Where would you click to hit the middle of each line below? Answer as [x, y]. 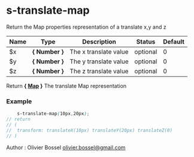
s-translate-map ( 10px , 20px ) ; [53, 114]
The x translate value [99, 51]
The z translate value [99, 71]
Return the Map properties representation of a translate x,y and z [86, 27]
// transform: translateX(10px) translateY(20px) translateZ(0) [89, 130]
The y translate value [99, 61]
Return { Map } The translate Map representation [66, 86]
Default [173, 41]
